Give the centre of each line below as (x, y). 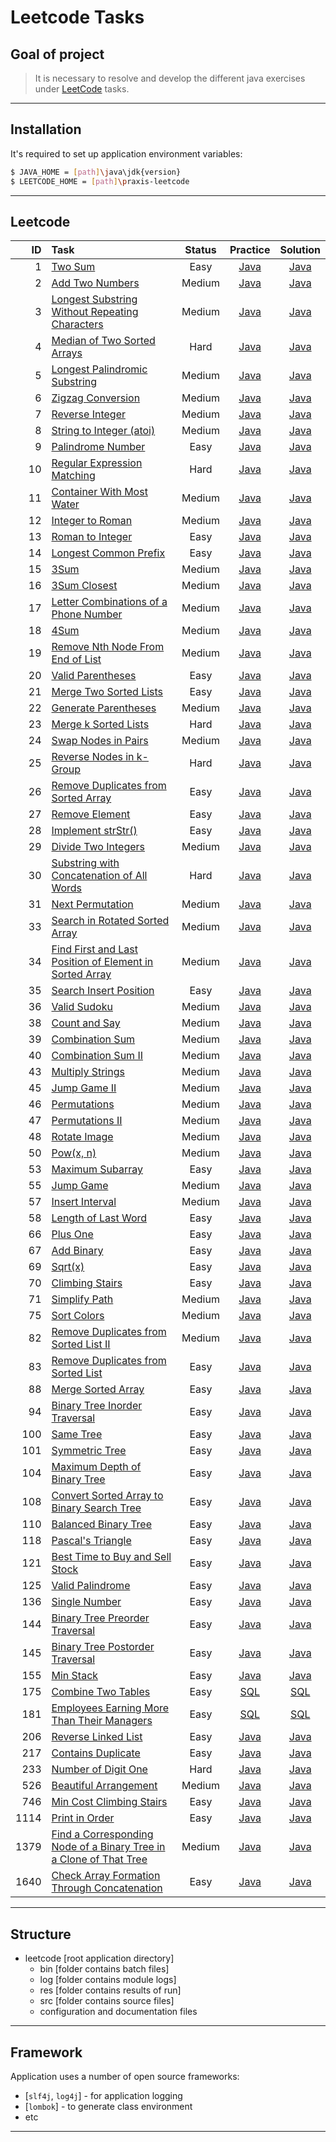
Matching (73, 476)
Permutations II (87, 1121)
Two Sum (73, 267)
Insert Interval (84, 1202)
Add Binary (77, 1251)
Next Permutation (92, 904)
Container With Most (99, 492)
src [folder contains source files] (107, 2001)
